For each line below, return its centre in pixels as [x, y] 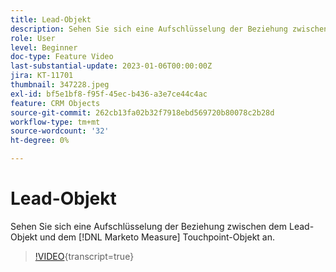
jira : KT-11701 [42, 76]
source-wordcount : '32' [60, 131]
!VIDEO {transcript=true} [84, 256]
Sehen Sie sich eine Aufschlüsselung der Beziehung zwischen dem [149, 226]
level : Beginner [44, 47]
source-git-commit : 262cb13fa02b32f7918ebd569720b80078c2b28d [142, 112]
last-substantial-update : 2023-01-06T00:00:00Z [111, 66]
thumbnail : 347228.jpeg [60, 85]
